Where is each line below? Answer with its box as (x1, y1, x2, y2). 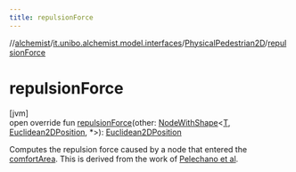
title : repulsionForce (9, 12, 94, 22)
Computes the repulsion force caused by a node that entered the (9, 143, 248, 154)
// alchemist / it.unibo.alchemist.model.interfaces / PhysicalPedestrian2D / (9, 37, 268, 48)
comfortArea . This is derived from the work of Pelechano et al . (9, 153, 239, 164)
